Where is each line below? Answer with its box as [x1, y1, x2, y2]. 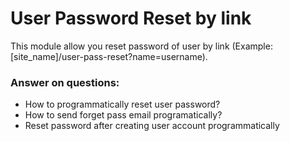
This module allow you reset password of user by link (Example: [10, 40, 273, 52]
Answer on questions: [10, 75, 120, 89]
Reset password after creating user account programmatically [24, 120, 280, 132]
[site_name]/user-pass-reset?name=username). [10, 50, 208, 62]
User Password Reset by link [10, 7, 252, 30]
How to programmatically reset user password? [24, 98, 221, 111]
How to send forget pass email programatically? [24, 109, 223, 121]
